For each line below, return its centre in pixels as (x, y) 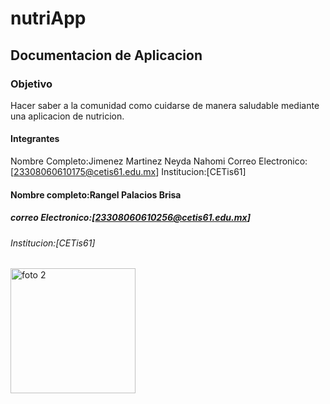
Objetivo (31, 84)
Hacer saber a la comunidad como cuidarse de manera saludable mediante (165, 105)
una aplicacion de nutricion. (67, 116)
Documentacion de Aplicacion (106, 55)
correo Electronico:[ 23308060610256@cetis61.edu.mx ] (130, 218)
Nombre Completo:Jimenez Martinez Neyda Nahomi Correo (133, 161)
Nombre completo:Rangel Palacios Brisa (96, 194)
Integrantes (35, 139)
